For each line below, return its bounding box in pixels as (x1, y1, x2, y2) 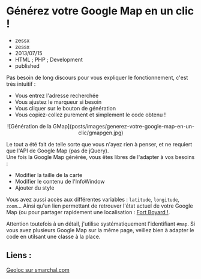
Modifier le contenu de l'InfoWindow (14, 178, 105, 185)
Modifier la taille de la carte (14, 171, 83, 178)
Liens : (6, 250, 32, 260)
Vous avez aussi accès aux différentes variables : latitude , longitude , (6, 196, 180, 203)
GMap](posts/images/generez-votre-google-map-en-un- (53, 122, 195, 130)
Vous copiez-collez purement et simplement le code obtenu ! (14, 111, 166, 118)
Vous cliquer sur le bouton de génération (14, 104, 116, 112)
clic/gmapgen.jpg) (78, 129, 124, 136)
